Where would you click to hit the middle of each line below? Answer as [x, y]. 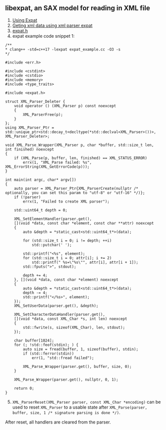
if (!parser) [28, 197]
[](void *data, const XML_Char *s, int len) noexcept [71, 319]
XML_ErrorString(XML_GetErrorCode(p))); [48, 167]
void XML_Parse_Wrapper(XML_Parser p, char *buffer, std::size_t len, [80, 145]
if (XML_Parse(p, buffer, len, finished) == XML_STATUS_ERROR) [81, 158]
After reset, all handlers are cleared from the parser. [58, 422]
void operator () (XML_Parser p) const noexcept [65, 106]
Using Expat [25, 20]
